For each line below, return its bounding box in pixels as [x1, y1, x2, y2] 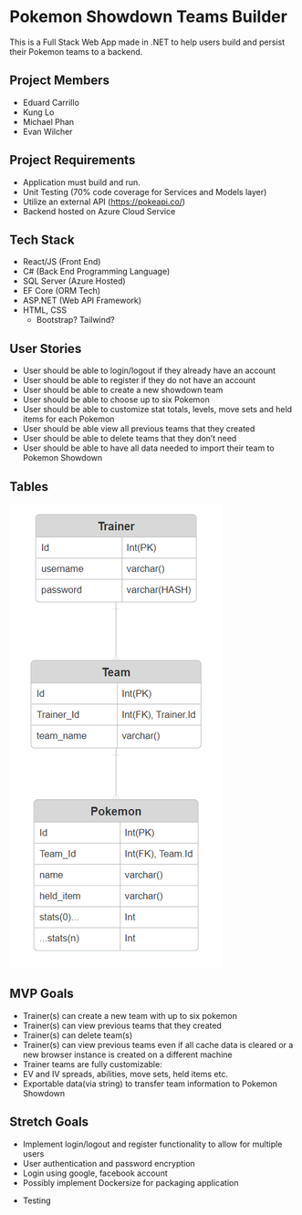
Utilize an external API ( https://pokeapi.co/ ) [22, 196, 185, 207]
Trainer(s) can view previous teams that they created [22, 1020, 222, 1031]
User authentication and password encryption [22, 1158, 196, 1168]
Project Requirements [9, 152, 136, 168]
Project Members [9, 73, 110, 88]
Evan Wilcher [22, 126, 73, 137]
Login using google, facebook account [22, 1168, 168, 1179]
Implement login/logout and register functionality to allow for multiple [22, 1138, 283, 1149]
